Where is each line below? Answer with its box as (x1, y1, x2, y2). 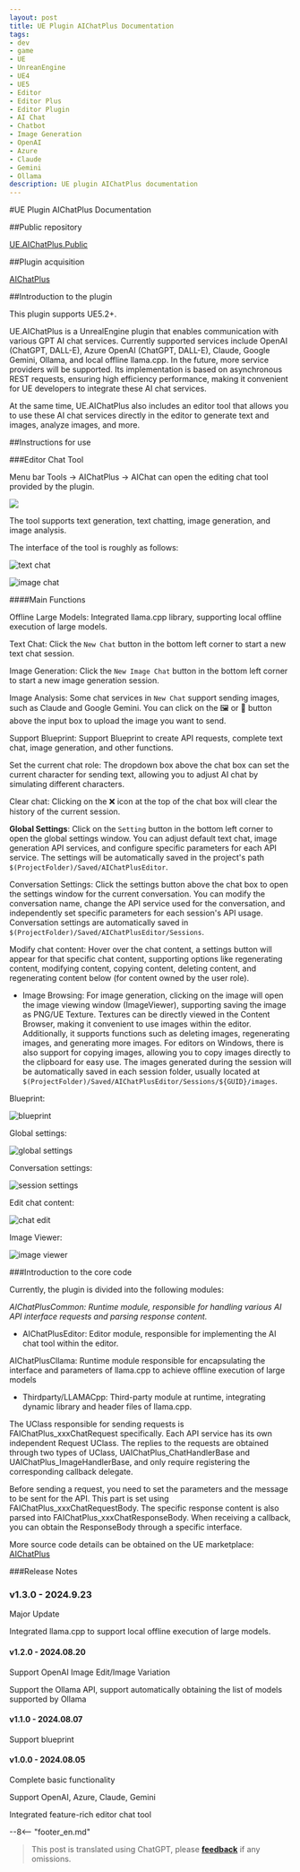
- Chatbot (9, 122, 47, 131)
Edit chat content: (9, 1198, 74, 1209)
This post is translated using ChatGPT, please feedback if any (30, 1844, 261, 1855)
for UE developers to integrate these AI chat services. (9, 383, 208, 394)
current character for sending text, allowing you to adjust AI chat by (9, 769, 259, 780)
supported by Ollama (9, 1694, 87, 1704)
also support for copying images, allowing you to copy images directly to (21, 1047, 291, 1058)
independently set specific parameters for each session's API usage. (9, 907, 263, 919)
